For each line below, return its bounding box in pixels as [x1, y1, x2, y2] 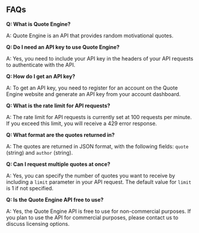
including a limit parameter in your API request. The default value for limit [6, 178, 192, 186]
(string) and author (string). [6, 149, 73, 156]
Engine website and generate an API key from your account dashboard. [6, 90, 181, 97]
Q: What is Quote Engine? [6, 20, 71, 27]
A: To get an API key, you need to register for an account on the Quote [6, 84, 178, 91]
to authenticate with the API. [6, 61, 75, 68]
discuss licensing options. [6, 220, 70, 227]
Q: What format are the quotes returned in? [6, 131, 115, 138]
